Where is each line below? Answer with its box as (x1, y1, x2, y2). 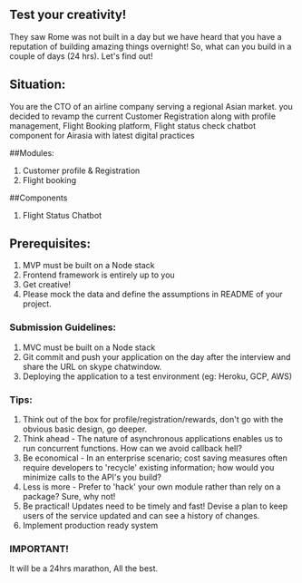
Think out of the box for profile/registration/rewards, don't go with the (22, 414, 284, 425)
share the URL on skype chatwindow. (22, 361, 162, 372)
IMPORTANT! (9, 542, 70, 555)
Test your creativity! (9, 7, 127, 23)
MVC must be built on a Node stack (22, 342, 156, 353)
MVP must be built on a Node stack (22, 260, 156, 271)
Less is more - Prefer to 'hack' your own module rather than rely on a (22, 481, 281, 492)
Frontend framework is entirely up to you (22, 269, 175, 280)
